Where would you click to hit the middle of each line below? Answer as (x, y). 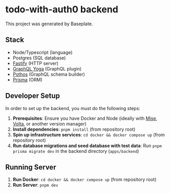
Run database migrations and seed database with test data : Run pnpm (87, 146)
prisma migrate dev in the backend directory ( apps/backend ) (76, 151)
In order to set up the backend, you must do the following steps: (73, 108)
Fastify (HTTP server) (36, 63)
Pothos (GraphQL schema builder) (49, 74)
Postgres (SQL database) (39, 58)
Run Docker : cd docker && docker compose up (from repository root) (84, 180)
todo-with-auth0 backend (62, 10)
